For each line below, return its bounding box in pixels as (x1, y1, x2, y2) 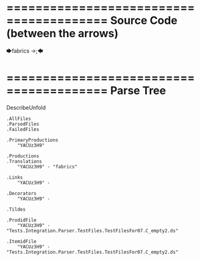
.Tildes (6, 206, 26, 212)
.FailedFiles (6, 126, 40, 132)
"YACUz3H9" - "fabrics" (17, 163, 78, 170)
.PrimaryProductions (6, 137, 59, 143)
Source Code (110, 13, 178, 27)
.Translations (6, 158, 43, 165)
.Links (6, 174, 23, 181)
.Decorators (6, 190, 37, 196)
